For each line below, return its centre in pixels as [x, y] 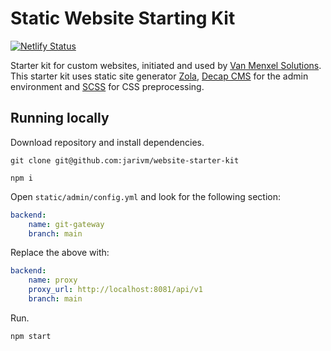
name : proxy [53, 280]
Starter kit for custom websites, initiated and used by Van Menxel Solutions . [166, 65]
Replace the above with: [60, 253]
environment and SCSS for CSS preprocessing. [107, 86]
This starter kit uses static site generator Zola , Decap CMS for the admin [159, 76]
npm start [31, 336]
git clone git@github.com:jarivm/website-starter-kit [125, 160]
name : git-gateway [66, 224]
